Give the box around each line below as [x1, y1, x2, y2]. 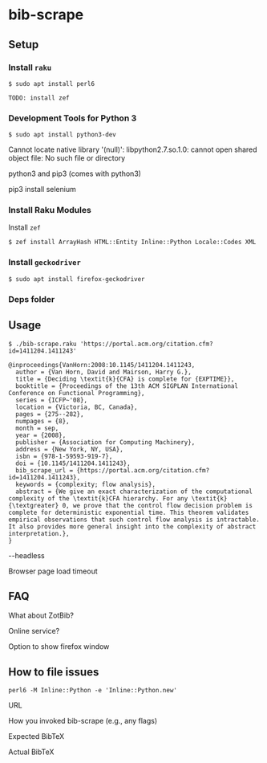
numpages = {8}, [15, 417, 70, 425]
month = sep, [15, 424, 59, 432]
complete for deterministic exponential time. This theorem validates [8, 508, 249, 516]
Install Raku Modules [8, 205, 92, 216]
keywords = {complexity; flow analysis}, [15, 480, 156, 488]
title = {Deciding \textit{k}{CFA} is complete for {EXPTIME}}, [15, 375, 235, 383]
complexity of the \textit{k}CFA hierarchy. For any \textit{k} [8, 494, 228, 503]
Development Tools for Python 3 [8, 112, 137, 124]
